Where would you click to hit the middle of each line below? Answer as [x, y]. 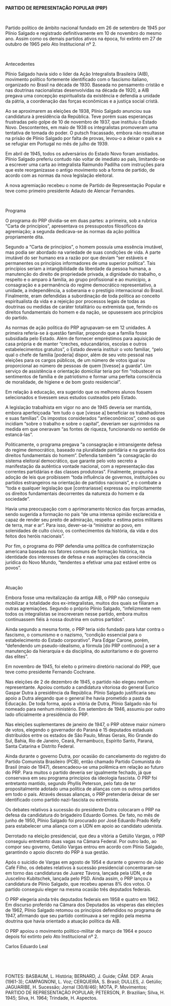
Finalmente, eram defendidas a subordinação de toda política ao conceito [83, 296]
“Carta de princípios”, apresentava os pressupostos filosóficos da [74, 226]
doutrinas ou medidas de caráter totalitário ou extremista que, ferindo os [82, 307]
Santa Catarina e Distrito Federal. [40, 746]
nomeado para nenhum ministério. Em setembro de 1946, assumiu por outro [85, 709]
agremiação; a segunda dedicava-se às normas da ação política [73, 231]
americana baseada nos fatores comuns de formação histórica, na [75, 551]
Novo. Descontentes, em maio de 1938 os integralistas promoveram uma [82, 127]
